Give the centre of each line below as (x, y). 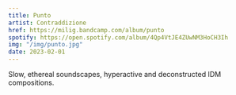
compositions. (31, 82)
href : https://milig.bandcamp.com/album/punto (86, 30)
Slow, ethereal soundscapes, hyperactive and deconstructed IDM (115, 74)
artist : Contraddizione (48, 23)
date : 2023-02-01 (37, 52)
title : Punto (30, 15)
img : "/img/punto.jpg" (46, 45)
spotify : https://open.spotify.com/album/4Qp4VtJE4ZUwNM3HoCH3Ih (118, 37)
